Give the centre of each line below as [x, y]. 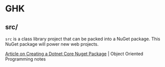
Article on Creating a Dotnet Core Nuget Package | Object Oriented [74, 54]
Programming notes [25, 59]
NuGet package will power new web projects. [52, 44]
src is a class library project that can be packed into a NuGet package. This [83, 39]
